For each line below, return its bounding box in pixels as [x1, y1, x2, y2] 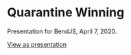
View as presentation [7, 40, 67, 48]
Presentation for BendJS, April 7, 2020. [7, 27, 117, 35]
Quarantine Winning [7, 5, 125, 20]
